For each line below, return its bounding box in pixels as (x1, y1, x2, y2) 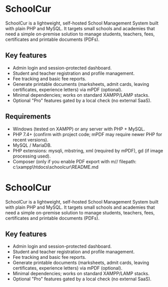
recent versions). (12, 137, 48, 143)
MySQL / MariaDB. (12, 142, 52, 148)
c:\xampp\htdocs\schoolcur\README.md (12, 164, 99, 170)
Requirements (5, 112, 51, 121)
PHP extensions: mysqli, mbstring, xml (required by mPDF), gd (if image (12, 147, 163, 153)
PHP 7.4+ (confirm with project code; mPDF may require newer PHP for (12, 131, 162, 137)
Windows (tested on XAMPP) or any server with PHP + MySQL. (12, 126, 145, 132)
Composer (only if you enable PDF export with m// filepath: (12, 158, 136, 164)
